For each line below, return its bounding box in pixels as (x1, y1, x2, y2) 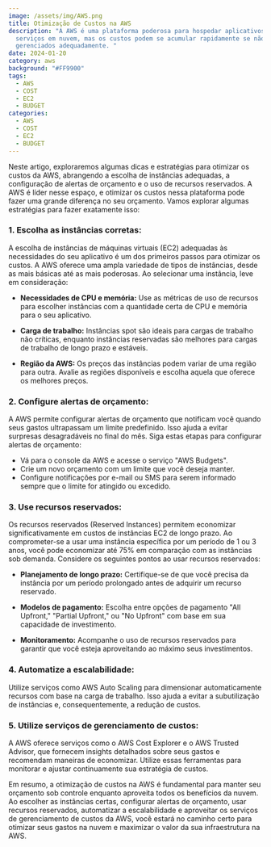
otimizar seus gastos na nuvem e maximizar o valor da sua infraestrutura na (8, 822, 261, 832)
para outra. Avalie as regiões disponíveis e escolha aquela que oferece (19, 367, 256, 376)
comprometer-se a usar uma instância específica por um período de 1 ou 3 (8, 537, 256, 547)
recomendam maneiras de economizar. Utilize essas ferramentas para (8, 755, 242, 765)
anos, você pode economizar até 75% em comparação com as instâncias (8, 546, 252, 556)
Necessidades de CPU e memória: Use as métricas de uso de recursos (19, 292, 259, 303)
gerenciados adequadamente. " (15, 42, 117, 50)
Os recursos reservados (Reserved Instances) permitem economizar (8, 520, 236, 530)
